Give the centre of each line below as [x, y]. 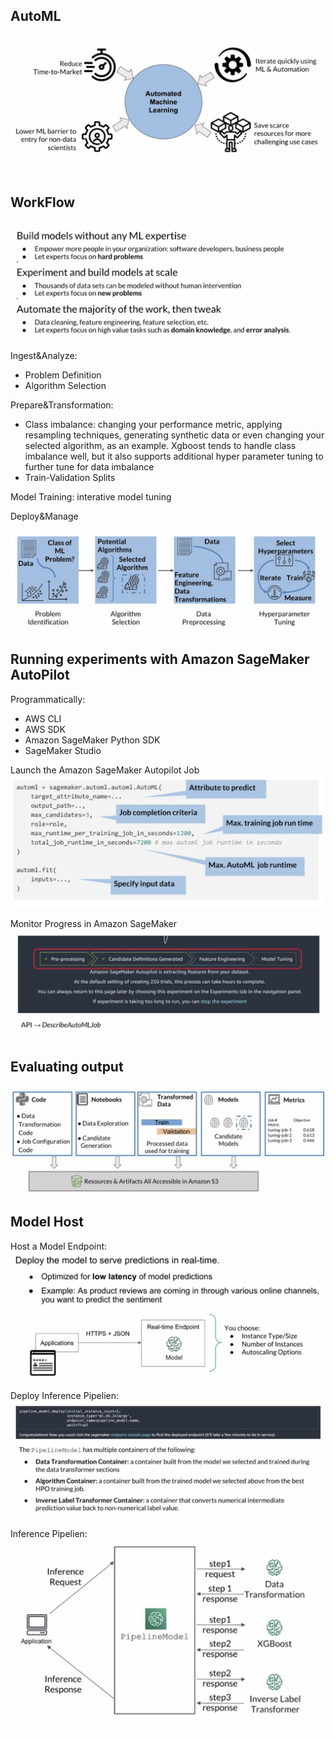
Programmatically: [48, 699]
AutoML [36, 16]
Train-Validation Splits [70, 477]
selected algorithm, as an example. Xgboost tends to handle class [160, 445]
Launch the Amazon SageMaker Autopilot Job [105, 770]
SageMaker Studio [63, 750]
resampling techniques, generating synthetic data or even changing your [174, 435]
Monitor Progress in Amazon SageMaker [94, 923]
